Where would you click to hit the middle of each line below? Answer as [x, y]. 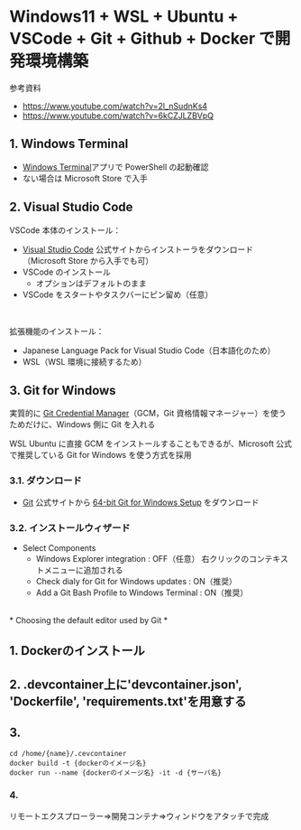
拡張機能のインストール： [57, 331]
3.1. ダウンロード [46, 480]
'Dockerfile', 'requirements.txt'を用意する [128, 701]
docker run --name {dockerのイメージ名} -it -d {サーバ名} [116, 773]
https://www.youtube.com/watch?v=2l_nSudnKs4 [115, 106]
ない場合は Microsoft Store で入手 [85, 178]
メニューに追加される [83, 570]
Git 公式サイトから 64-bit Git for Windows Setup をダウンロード [141, 502]
